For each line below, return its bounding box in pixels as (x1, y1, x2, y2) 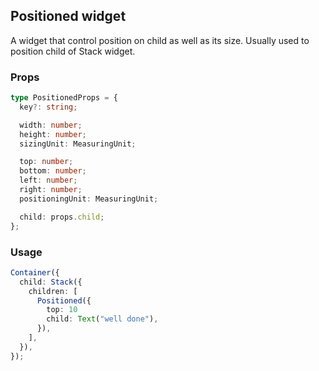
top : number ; (19, 157, 74, 167)
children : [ (28, 286, 78, 296)
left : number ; (19, 175, 78, 186)
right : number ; (19, 185, 83, 195)
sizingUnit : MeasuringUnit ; (19, 139, 137, 149)
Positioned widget (10, 8, 127, 25)
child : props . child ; (19, 212, 105, 222)
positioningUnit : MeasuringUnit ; (19, 194, 159, 204)
